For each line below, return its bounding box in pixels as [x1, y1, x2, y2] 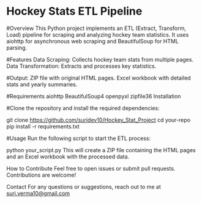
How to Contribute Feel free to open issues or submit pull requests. [6, 164, 176, 172]
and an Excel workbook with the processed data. [6, 153, 130, 160]
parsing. [6, 44, 28, 51]
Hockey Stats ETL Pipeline [6, 4, 143, 18]
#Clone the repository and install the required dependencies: [6, 104, 160, 111]
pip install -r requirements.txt [6, 122, 80, 130]
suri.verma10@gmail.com [6, 190, 70, 197]
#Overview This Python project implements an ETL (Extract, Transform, [6, 24, 187, 32]
